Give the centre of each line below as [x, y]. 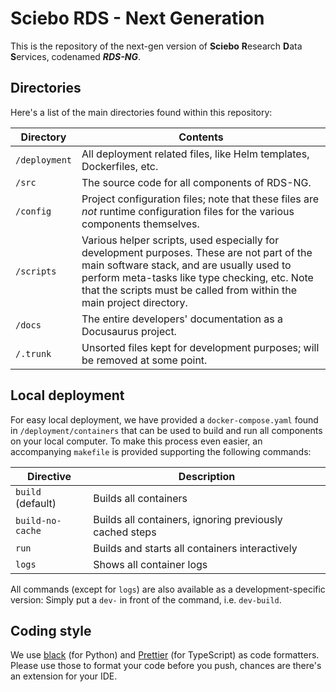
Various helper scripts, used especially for [180, 240]
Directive [49, 476]
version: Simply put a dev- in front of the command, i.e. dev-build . [146, 599]
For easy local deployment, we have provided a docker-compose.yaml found [164, 419]
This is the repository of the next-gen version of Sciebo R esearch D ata [156, 46]
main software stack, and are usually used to [186, 265]
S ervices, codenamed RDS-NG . [76, 56]
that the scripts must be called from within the [189, 290]
